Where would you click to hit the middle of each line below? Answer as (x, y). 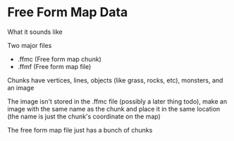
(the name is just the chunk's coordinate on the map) (84, 116)
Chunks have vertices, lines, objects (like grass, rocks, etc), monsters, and (115, 80)
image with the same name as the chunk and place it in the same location (114, 109)
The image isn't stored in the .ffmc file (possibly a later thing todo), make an (117, 101)
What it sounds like (35, 32)
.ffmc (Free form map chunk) (60, 59)
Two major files (30, 45)
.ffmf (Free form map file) (54, 66)
